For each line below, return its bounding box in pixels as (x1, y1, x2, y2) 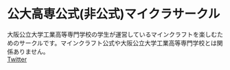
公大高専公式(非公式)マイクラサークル (7, 6, 220, 22)
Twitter (7, 55, 27, 63)
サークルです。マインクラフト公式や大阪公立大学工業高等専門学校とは (19, 38, 218, 47)
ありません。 (12, 47, 49, 56)
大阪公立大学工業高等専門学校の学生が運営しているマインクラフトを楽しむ (7, 30, 218, 38)
